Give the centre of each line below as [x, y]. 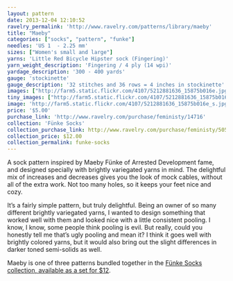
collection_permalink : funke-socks [59, 143]
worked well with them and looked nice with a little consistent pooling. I [109, 220]
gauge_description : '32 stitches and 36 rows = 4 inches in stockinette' [116, 85]
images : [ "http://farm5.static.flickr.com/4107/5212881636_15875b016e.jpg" [119, 91]
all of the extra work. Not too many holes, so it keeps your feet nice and [109, 185]
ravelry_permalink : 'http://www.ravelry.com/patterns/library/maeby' [110, 26]
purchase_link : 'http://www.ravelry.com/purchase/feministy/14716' [107, 117]
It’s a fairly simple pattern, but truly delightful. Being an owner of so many [112, 205]
